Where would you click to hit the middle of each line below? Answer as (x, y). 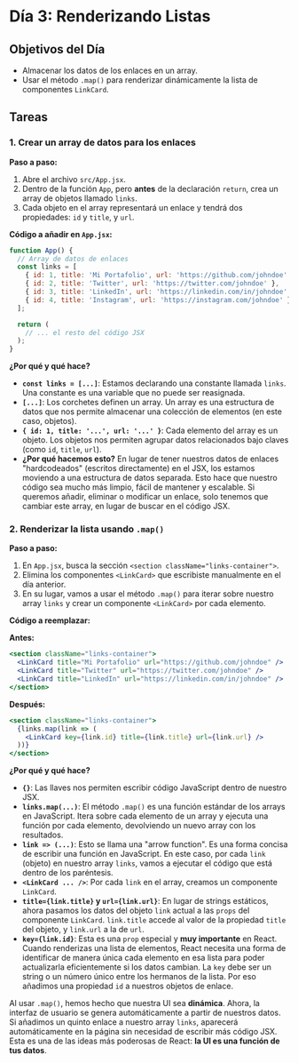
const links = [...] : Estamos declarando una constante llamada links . (154, 383)
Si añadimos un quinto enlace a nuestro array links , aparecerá (124, 1022)
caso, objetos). (49, 421)
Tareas (29, 117)
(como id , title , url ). (62, 450)
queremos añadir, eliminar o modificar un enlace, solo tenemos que (145, 497)
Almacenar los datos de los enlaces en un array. (110, 70)
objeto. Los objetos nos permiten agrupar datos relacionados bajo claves (155, 440)
